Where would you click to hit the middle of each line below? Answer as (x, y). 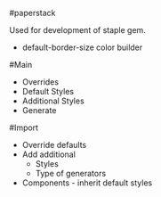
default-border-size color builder (82, 47)
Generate (39, 110)
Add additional (48, 154)
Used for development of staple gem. (78, 30)
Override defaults (54, 145)
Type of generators (71, 173)
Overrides (40, 82)
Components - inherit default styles (87, 183)
